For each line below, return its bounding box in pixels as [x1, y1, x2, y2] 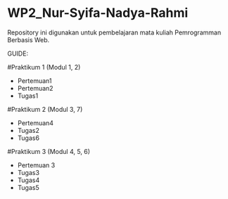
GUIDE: [7, 49, 29, 58]
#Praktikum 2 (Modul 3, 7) [7, 105, 83, 113]
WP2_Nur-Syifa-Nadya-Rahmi [7, 5, 189, 21]
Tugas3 [17, 168, 40, 176]
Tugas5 [17, 183, 40, 191]
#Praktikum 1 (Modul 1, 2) [7, 63, 81, 71]
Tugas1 [17, 91, 39, 100]
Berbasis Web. [7, 35, 50, 44]
